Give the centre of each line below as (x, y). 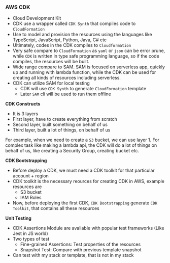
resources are (27, 187)
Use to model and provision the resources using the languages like (82, 35)
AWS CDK (18, 7)
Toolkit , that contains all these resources (56, 208)
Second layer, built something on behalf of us (60, 125)
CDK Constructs (23, 104)
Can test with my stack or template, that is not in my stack (73, 255)
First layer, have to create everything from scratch (65, 119)
